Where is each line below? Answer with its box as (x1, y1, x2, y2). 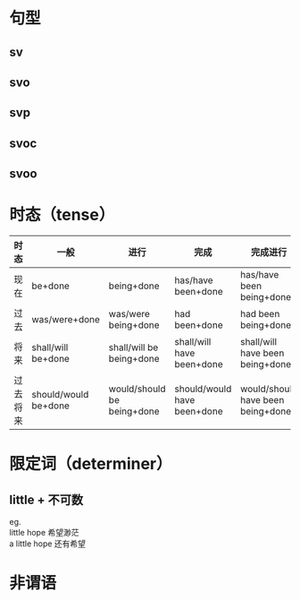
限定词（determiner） (9, 454, 172, 475)
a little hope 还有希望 (9, 538, 87, 549)
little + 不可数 (9, 492, 83, 507)
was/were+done (31, 313, 101, 326)
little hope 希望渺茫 (9, 527, 79, 538)
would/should (108, 382, 167, 395)
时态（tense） (9, 205, 115, 225)
